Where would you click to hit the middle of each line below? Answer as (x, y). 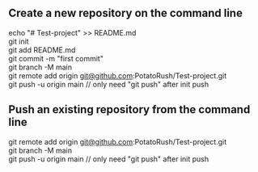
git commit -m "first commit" (56, 58)
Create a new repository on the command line (125, 13)
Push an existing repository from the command (129, 109)
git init (19, 41)
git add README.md (42, 50)
